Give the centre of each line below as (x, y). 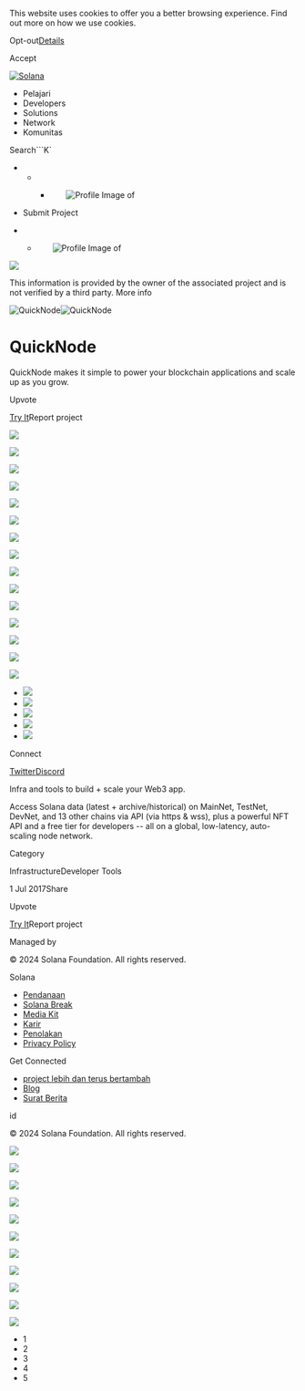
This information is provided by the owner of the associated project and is (148, 283)
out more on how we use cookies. (73, 23)
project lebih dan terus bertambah (86, 1078)
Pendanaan (44, 994)
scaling (23, 836)
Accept (23, 58)
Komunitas (43, 132)
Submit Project (51, 213)
